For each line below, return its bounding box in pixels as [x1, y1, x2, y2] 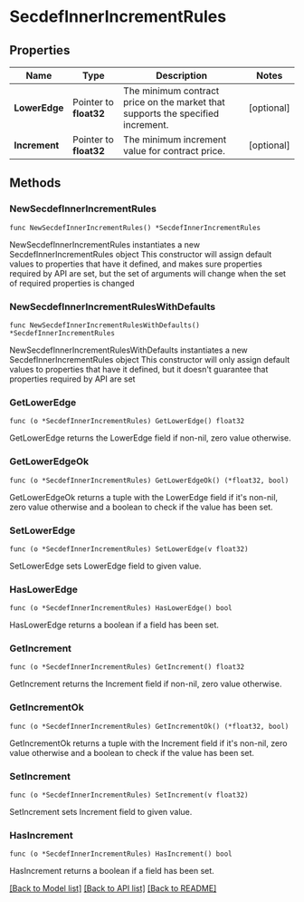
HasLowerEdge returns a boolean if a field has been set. [9, 619, 219, 631]
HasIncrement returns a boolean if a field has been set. [9, 866, 214, 877]
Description [155, 70, 208, 82]
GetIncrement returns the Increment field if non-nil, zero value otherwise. [9, 678, 282, 690]
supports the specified [123, 107, 220, 120]
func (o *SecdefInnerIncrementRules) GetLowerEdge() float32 [9, 417, 245, 426]
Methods [9, 175, 62, 191]
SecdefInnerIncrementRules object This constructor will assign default [9, 248, 272, 259]
